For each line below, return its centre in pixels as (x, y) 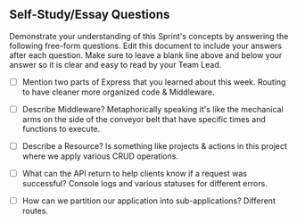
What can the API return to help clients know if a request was (135, 173)
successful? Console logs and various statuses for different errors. (144, 184)
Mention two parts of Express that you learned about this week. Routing (154, 82)
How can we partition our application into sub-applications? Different (149, 201)
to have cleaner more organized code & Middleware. (118, 92)
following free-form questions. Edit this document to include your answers (146, 45)
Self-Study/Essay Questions (90, 15)
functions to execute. (61, 128)
